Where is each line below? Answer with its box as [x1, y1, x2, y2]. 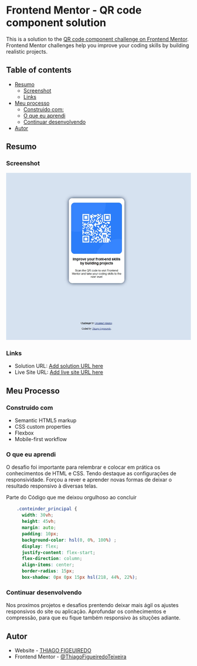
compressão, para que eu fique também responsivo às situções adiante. [6, 614, 181, 621]
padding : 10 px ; [21, 531, 59, 536]
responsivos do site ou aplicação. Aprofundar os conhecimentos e [6, 608, 167, 615]
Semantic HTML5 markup [14, 417, 77, 424]
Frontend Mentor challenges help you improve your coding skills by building [6, 42, 189, 49]
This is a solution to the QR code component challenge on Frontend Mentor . [6, 35, 189, 42]
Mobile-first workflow [14, 436, 67, 443]
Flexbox [14, 429, 34, 436]
